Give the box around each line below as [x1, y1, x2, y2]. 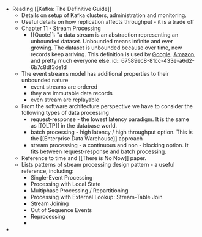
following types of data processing [21, 109, 109, 116]
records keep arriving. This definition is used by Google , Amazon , [30, 51, 196, 57]
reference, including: [21, 167, 74, 175]
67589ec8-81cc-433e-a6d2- [121, 57, 195, 64]
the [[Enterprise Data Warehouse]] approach [30, 135, 143, 142]
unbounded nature [21, 76, 69, 84]
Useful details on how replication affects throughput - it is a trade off [21, 18, 195, 25]
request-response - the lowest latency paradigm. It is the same [30, 115, 190, 123]
